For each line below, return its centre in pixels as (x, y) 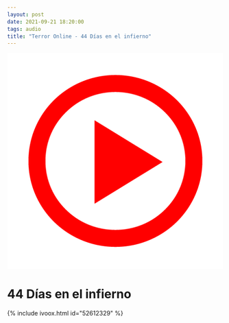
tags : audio (24, 29)
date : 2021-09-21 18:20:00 (46, 22)
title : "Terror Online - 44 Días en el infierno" (80, 36)
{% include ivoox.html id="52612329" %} (65, 313)
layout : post (26, 14)
